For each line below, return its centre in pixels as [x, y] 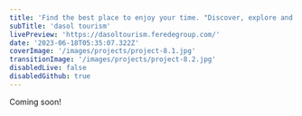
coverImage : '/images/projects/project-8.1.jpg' [103, 51]
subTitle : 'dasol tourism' [60, 26]
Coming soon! [35, 102]
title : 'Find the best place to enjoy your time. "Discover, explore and [151, 18]
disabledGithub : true [50, 76]
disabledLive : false [48, 68]
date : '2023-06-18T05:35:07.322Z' [75, 43]
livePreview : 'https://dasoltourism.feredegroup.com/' [115, 34]
